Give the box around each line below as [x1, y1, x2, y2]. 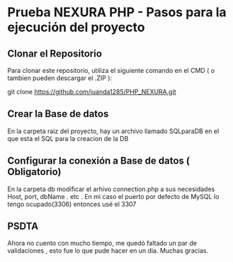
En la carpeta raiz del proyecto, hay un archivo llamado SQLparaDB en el [7, 127, 220, 135]
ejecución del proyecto [7, 19, 145, 35]
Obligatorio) [7, 166, 62, 178]
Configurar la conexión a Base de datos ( [7, 155, 190, 167]
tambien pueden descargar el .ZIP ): [7, 74, 112, 82]
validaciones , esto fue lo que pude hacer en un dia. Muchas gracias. [7, 246, 209, 255]
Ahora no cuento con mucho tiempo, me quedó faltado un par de [7, 239, 197, 248]
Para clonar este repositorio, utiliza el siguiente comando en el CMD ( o [7, 67, 215, 74]
